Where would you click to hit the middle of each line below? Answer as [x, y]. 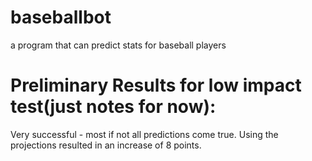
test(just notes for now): [113, 107]
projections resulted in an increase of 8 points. [106, 145]
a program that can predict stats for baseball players [118, 45]
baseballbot [61, 17]
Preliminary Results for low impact [156, 85]
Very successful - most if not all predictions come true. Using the [144, 134]
